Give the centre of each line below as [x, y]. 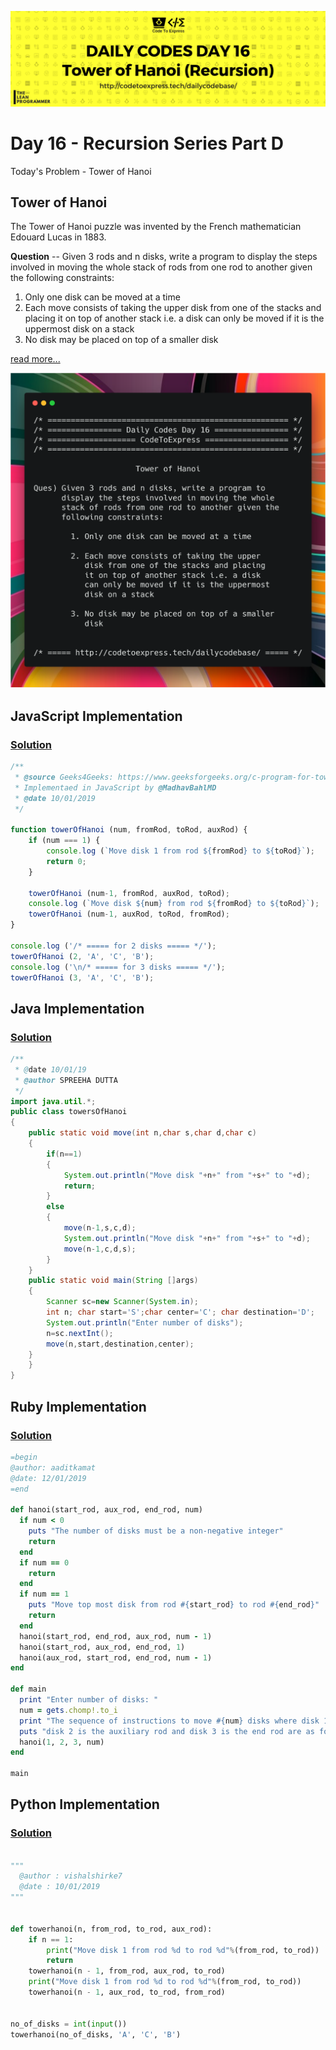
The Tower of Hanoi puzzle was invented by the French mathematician [156, 227]
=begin [24, 1457]
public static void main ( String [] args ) [113, 1281]
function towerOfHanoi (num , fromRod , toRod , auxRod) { [129, 830]
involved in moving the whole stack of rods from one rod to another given [161, 267]
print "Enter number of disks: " [89, 1700]
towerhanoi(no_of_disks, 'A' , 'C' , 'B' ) [96, 2034]
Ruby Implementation [78, 1406]
